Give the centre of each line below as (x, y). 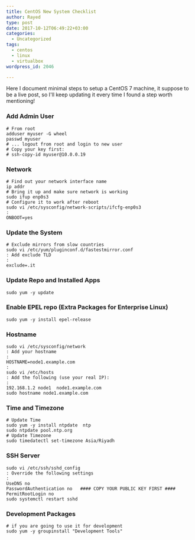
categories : (21, 34)
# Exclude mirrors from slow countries (55, 245)
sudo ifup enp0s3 (27, 197)
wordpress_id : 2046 (30, 66)
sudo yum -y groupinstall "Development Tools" (64, 531)
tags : (13, 45)
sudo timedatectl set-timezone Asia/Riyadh (61, 441)
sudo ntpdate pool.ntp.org (39, 431)
